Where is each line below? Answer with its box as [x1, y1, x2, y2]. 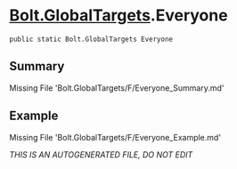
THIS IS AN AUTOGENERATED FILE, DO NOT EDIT [9, 149, 193, 160]
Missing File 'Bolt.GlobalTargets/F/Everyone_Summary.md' [9, 82, 225, 93]
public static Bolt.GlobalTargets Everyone [9, 35, 174, 44]
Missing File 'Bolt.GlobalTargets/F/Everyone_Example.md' [9, 132, 221, 142]
